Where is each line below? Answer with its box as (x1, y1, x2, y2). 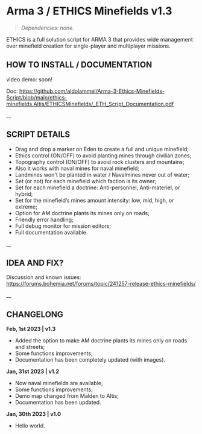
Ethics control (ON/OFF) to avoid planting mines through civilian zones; (14, 152, 192, 159)
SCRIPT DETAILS (6, 130, 71, 140)
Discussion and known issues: (6, 274, 81, 281)
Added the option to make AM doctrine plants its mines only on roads (14, 337, 188, 344)
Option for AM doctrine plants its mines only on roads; (14, 209, 150, 216)
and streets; (14, 344, 45, 351)
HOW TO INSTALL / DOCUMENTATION (6, 60, 153, 70)
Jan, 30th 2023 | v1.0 (6, 410, 62, 418)
